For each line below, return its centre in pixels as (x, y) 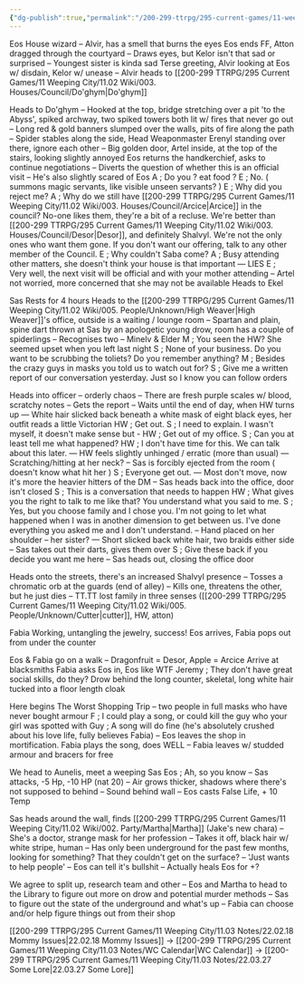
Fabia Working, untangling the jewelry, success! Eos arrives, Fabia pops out (150, 632)
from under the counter (53, 642)
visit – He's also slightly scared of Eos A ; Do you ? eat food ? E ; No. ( (139, 177)
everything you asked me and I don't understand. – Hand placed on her (142, 530)
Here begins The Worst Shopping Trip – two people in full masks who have (148, 706)
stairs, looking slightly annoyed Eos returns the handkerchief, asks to (138, 157)
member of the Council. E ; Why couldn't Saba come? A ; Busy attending (144, 254)
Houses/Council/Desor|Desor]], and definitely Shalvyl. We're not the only (146, 234)
